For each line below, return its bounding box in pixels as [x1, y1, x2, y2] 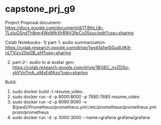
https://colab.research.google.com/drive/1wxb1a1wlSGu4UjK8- [5, 44, 132, 50]
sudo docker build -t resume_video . [12, 88, 85, 94]
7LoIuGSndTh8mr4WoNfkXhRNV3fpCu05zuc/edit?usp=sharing [5, 30, 134, 36]
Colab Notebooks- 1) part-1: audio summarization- [5, 39, 107, 45]
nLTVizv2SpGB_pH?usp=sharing [5, 50, 71, 56]
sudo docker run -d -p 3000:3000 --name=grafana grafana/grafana [12, 114, 150, 120]
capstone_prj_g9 [5, 3, 76, 15]
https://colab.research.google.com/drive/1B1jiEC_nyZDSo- [12, 64, 130, 70]
